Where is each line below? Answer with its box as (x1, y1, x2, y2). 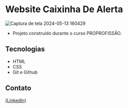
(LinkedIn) (5, 97, 26, 103)
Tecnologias (5, 45, 45, 54)
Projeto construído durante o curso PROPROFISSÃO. (12, 30, 122, 36)
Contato (5, 84, 31, 92)
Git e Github (12, 69, 38, 75)
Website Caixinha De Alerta (5, 4, 123, 15)
